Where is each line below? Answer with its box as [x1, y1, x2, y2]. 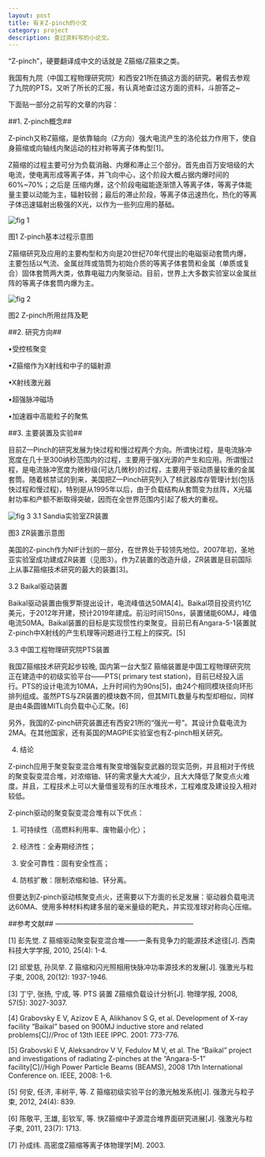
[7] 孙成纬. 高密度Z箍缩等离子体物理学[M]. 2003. [8, 1140, 166, 1150]
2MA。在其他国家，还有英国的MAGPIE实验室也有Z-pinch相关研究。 [8, 728, 227, 738]
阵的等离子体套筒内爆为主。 [8, 279, 99, 288]
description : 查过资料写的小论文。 [8, 33, 113, 42]
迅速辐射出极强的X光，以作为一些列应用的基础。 [21, 199, 179, 210]
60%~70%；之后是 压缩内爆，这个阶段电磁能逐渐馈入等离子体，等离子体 [8, 180, 246, 190]
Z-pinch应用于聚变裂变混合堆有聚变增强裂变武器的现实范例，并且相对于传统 [8, 761, 255, 772]
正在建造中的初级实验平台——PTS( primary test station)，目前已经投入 [8, 672, 237, 681]
